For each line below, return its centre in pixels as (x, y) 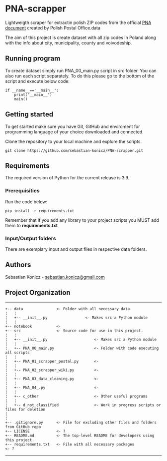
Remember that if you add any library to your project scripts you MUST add (82, 220)
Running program (33, 59)
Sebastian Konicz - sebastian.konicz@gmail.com (55, 277)
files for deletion (25, 409)
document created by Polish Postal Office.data (53, 27)
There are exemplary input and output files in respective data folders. (76, 249)
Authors (18, 265)
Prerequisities (22, 191)
